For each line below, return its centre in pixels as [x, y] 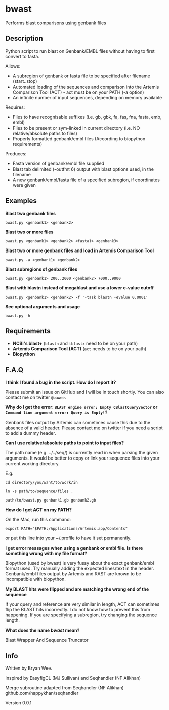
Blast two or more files [29, 232]
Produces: [16, 154]
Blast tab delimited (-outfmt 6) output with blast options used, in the [83, 169]
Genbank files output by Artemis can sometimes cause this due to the [78, 423]
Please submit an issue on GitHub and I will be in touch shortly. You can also [85, 392]
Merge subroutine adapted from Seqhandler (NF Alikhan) [65, 688]
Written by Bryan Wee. [29, 668]
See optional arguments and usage [43, 306]
